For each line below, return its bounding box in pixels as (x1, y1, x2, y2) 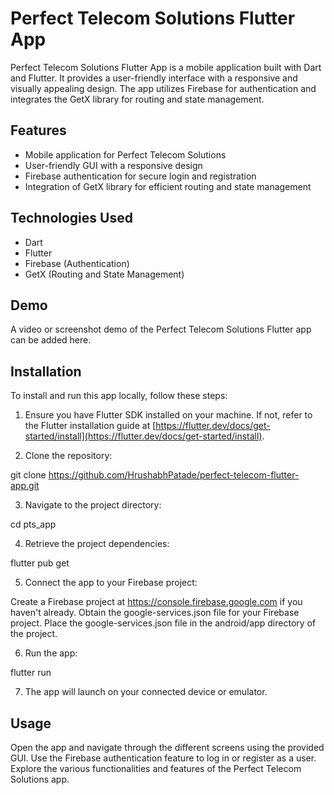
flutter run (10, 667, 52, 679)
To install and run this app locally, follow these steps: (10, 390, 228, 402)
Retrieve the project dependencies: (24, 538, 170, 550)
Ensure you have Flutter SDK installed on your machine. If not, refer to (24, 409, 313, 421)
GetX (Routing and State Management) (24, 268, 185, 280)
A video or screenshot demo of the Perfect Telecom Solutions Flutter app (10, 323, 312, 336)
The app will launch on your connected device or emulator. (24, 686, 268, 698)
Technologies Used (10, 210, 133, 227)
